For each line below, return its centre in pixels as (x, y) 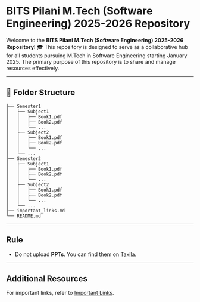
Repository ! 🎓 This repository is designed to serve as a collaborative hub (97, 47)
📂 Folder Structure (41, 93)
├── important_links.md (36, 211)
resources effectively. (33, 68)
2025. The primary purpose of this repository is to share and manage (91, 61)
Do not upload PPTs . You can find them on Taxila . (76, 254)
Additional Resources (47, 278)
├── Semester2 (24, 158)
